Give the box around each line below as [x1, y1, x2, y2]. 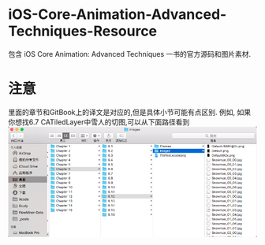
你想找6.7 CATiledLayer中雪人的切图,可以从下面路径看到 [8, 117, 190, 127]
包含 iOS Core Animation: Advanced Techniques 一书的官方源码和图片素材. [8, 49, 252, 58]
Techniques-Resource [8, 22, 158, 40]
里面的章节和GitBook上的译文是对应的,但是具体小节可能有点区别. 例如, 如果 [8, 107, 252, 117]
